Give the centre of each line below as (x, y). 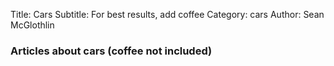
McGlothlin (32, 25)
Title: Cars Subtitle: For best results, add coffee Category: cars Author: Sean (167, 14)
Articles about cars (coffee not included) (111, 51)
